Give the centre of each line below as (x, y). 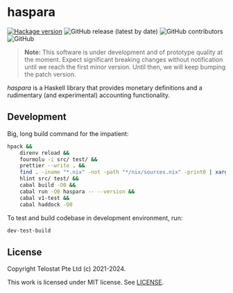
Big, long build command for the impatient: (68, 133)
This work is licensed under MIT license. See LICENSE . (86, 283)
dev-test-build (29, 231)
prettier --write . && (52, 166)
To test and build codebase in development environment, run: (95, 218)
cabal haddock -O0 (46, 204)
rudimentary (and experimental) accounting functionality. (89, 95)
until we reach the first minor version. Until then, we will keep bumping (125, 67)
